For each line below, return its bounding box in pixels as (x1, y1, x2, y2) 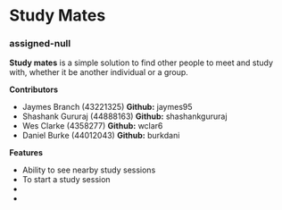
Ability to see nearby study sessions (21, 164, 156, 175)
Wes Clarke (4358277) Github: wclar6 (21, 121, 163, 131)
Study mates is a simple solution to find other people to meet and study (9, 57, 274, 68)
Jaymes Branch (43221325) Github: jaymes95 (21, 102, 194, 113)
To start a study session (21, 174, 111, 185)
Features (9, 147, 43, 158)
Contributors (9, 84, 59, 95)
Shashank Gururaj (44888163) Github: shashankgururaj (21, 111, 228, 122)
